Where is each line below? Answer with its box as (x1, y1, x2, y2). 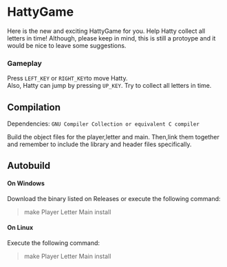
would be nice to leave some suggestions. (7, 41, 127, 49)
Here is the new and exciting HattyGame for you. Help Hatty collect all (7, 27, 206, 35)
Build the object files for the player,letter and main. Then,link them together (7, 133, 220, 141)
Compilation (7, 101, 61, 113)
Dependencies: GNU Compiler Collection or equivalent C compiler (7, 119, 199, 128)
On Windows (7, 179, 45, 187)
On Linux (7, 224, 34, 232)
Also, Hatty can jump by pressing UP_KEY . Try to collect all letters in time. (7, 82, 212, 90)
